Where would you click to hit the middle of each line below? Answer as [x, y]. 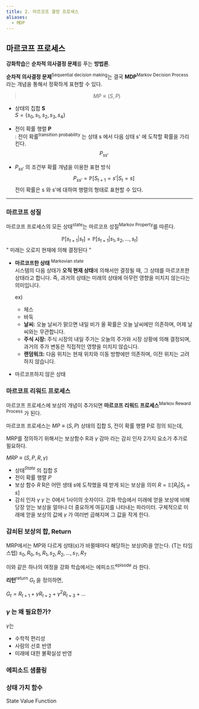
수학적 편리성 [30, 639]
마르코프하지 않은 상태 [40, 374]
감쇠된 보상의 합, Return [39, 532]
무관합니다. [52, 332]
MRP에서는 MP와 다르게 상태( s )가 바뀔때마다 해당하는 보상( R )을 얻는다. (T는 [94, 545]
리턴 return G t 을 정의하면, [35, 580]
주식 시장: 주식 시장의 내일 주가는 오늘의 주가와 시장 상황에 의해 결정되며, [107, 339]
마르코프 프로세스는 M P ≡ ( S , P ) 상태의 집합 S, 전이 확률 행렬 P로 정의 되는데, [95, 425]
